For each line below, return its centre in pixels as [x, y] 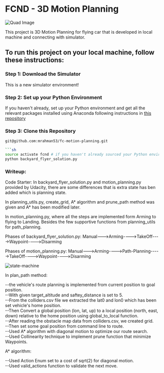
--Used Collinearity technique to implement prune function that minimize [78, 337]
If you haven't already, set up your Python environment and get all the [75, 108]
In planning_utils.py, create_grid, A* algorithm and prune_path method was [80, 202]
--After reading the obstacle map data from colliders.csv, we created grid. [79, 321]
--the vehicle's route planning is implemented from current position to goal [80, 285]
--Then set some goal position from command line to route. [65, 326]
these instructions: [35, 60]
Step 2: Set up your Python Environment [54, 97]
